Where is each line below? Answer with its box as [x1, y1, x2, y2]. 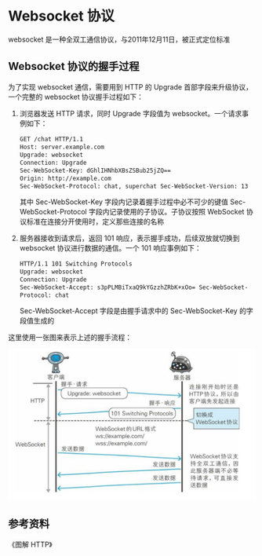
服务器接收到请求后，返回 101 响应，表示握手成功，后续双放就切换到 [19, 233, 240, 243]
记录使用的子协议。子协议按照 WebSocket [109, 207, 245, 216]
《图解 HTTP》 [8, 540, 53, 549]
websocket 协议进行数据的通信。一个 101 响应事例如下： [19, 243, 202, 252]
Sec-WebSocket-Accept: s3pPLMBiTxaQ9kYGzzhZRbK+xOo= [19, 283, 196, 291]
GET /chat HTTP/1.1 [19, 135, 84, 143]
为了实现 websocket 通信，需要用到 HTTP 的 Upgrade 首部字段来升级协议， [8, 82, 253, 91]
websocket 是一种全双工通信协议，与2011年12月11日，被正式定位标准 [8, 35, 231, 44]
